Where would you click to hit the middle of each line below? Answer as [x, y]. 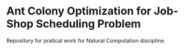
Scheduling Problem [88, 24]
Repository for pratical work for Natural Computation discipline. [86, 40]
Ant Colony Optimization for [79, 11]
